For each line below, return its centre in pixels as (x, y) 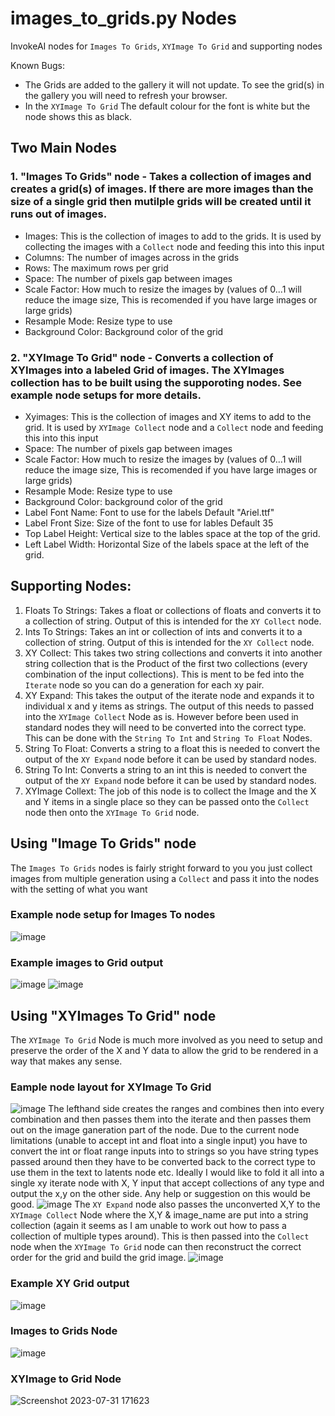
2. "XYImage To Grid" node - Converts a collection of (142, 357)
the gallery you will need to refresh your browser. (126, 95)
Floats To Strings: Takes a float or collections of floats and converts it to (173, 610)
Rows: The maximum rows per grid (96, 268)
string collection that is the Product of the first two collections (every (166, 663)
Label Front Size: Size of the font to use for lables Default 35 (149, 523)
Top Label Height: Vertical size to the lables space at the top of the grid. (172, 533)
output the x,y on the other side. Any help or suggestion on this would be (160, 1194)
